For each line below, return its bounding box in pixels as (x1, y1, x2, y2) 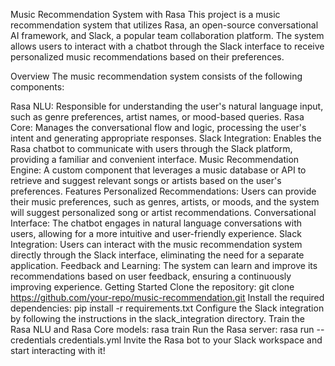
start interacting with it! (10, 345, 106, 356)
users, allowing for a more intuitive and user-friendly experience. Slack (10, 228, 302, 239)
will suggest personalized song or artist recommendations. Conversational (10, 207, 317, 218)
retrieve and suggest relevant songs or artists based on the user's (10, 175, 282, 186)
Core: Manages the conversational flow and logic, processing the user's (10, 122, 307, 133)
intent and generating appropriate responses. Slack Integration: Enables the (10, 132, 322, 144)
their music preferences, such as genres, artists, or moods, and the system (10, 196, 320, 208)
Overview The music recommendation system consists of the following (10, 70, 303, 82)
